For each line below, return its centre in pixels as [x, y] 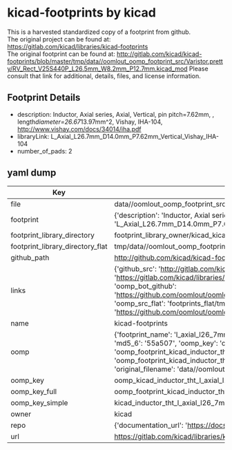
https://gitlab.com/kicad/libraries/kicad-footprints [78, 46]
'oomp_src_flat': [139, 303]
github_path [30, 257]
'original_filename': [145, 369]
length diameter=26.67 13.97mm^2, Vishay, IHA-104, [90, 122]
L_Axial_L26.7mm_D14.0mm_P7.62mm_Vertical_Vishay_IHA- [135, 136]
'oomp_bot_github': [145, 286]
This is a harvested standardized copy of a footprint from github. [99, 32]
